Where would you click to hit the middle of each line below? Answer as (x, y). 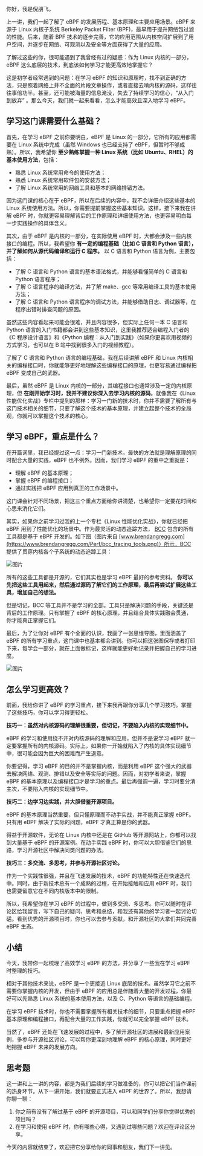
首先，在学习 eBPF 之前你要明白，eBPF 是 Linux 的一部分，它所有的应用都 (99, 137)
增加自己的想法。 (38, 592)
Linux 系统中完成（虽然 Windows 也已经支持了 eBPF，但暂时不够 (99, 144)
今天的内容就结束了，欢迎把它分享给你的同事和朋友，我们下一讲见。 (91, 1147)
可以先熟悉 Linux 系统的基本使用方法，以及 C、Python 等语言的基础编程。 (103, 999)
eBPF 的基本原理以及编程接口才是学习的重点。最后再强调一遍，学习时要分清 (101, 781)
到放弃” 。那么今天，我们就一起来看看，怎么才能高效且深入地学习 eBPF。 (98, 100)
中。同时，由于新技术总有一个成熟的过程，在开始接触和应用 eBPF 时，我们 (99, 883)
